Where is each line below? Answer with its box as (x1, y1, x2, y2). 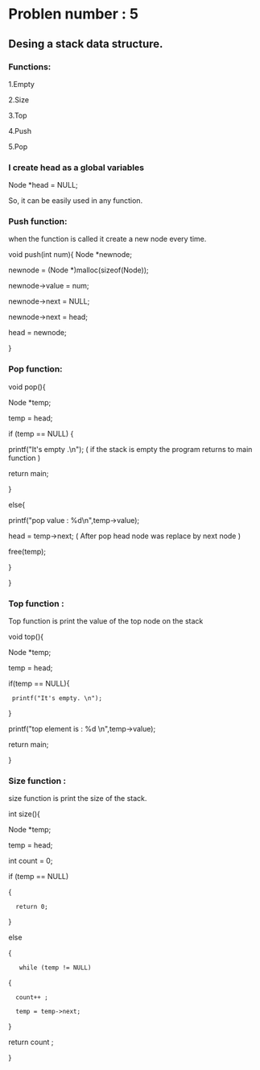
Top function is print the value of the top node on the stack (8, 616, 204, 626)
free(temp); (8, 546, 47, 556)
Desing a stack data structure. (8, 37, 163, 51)
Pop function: (8, 363, 63, 375)
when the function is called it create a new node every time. (8, 234, 207, 244)
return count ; (8, 1037, 54, 1047)
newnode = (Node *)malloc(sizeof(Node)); (8, 265, 149, 275)
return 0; (15, 903, 48, 911)
